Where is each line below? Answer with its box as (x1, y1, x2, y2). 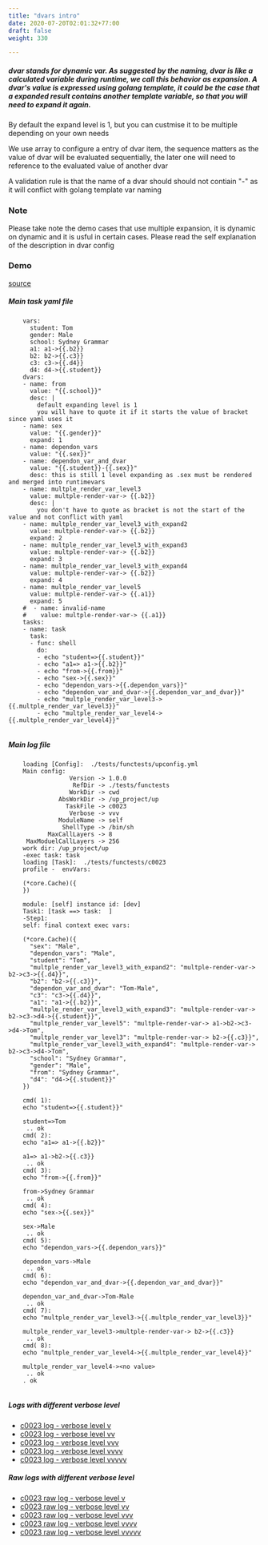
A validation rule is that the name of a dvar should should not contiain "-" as (8, 177, 258, 187)
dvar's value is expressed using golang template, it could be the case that (8, 82, 260, 92)
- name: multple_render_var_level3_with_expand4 (22, 562, 188, 570)
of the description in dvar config (8, 240, 114, 250)
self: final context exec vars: (22, 921, 130, 929)
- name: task (22, 625, 66, 633)
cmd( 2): (22, 1131, 52, 1139)
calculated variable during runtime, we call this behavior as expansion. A (8, 74, 258, 84)
